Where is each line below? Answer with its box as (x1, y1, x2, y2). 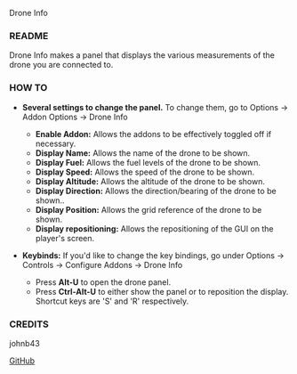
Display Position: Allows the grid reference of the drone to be (35, 204, 262, 215)
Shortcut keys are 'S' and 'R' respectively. (35, 296, 189, 306)
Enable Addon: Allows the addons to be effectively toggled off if (35, 128, 272, 139)
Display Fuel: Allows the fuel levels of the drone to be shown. (35, 157, 261, 167)
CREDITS (9, 318, 49, 330)
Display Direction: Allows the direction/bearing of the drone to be (35, 185, 277, 196)
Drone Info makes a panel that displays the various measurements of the (9, 50, 276, 61)
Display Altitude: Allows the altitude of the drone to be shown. (35, 175, 265, 186)
